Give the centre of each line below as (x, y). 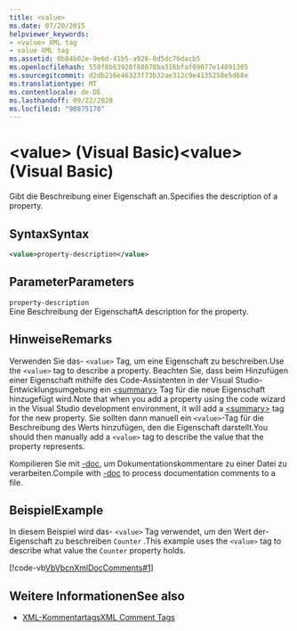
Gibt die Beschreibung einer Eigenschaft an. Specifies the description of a (144, 196)
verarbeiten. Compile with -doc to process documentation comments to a (142, 472)
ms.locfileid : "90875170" (57, 109)
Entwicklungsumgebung (53, 389)
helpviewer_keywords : (49, 34)
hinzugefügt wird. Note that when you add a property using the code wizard (148, 398)
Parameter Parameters (72, 282)
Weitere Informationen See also (97, 596)
